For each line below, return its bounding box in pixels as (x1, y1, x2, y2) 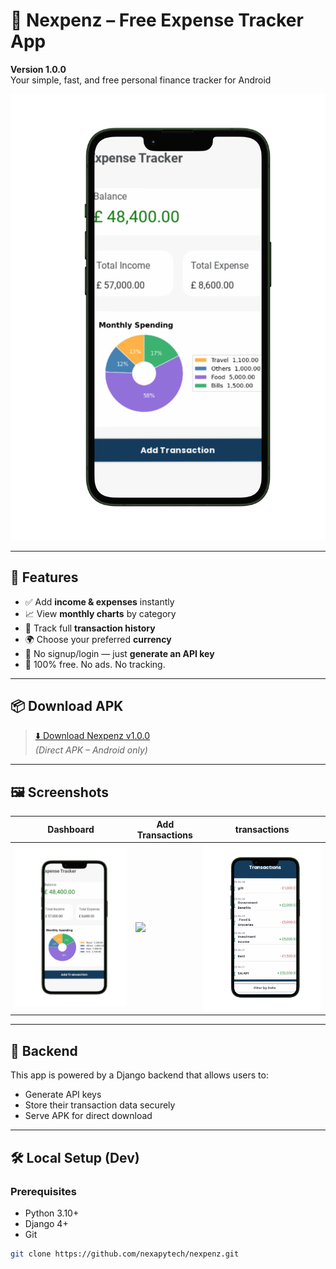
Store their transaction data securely (24, 1099, 176, 1111)
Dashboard (47, 824, 95, 836)
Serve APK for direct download (24, 1110, 153, 1122)
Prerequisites (10, 1184, 77, 1198)
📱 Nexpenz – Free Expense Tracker (10, 9, 304, 32)
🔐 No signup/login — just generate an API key (24, 647, 215, 659)
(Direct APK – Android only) (34, 744, 148, 756)
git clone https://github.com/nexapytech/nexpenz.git (10, 1249, 240, 1259)
